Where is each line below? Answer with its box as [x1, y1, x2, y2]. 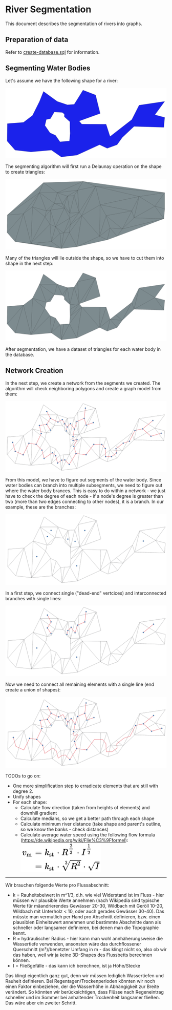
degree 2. [12, 788, 33, 794]
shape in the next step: [5, 260, 54, 266]
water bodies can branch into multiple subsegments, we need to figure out [5, 482, 163, 489]
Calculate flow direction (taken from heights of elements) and [20, 804, 150, 810]
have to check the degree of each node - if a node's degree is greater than [5, 493, 163, 499]
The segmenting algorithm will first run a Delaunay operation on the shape [5, 163, 162, 170]
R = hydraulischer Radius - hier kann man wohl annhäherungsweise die [12, 935, 163, 941]
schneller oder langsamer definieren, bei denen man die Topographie [12, 924, 159, 931]
